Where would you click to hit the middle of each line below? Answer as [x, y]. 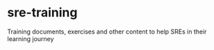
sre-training [42, 13]
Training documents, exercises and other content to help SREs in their [107, 32]
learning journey [31, 38]
